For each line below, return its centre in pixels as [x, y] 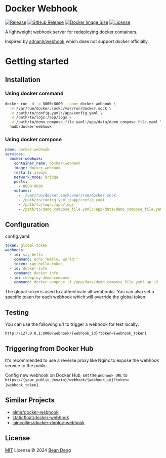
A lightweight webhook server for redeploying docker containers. [71, 32]
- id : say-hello [26, 255]
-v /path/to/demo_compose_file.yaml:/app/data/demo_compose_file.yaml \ [86, 122]
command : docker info [36, 273]
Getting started [37, 61]
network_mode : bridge [36, 177]
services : [15, 154]
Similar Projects [30, 400]
